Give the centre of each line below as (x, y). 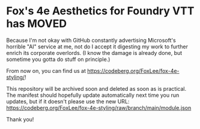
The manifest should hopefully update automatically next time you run (93, 95)
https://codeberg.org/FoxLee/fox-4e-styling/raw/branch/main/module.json (99, 107)
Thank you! (20, 119)
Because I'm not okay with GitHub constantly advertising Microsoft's (91, 40)
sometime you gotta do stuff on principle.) (58, 59)
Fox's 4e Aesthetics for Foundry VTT (100, 11)
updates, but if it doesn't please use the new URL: (68, 101)
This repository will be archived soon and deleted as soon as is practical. (96, 88)
